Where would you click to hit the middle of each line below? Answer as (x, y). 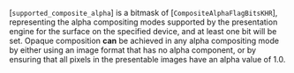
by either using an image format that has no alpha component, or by (133, 50)
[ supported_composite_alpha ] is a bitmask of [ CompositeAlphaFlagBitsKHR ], (143, 13)
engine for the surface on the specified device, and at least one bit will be (143, 31)
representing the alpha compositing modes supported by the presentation (143, 22)
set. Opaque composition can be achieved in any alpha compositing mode (144, 40)
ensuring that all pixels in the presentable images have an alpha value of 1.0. (147, 59)
